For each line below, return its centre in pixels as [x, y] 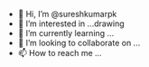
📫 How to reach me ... [60, 53]
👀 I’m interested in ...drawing [71, 24]
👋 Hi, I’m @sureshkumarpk [67, 14]
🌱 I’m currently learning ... [66, 33]
